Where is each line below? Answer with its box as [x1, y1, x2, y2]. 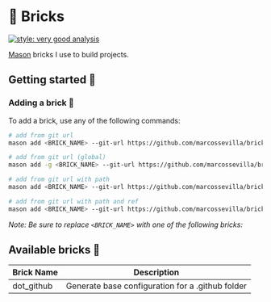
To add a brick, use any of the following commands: [8, 115, 181, 125]
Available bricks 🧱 [8, 243, 101, 257]
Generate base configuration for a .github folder [65, 280, 248, 292]
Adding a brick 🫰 [8, 97, 74, 108]
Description [133, 266, 180, 278]
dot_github [12, 280, 53, 292]
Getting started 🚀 [8, 73, 97, 87]
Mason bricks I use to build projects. [8, 49, 129, 59]
